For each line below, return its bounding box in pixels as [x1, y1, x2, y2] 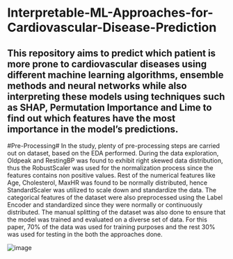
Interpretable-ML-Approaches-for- [7, 5, 214, 21]
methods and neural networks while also [7, 80, 187, 92]
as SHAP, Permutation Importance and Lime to [7, 101, 212, 113]
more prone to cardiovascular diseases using [7, 58, 207, 70]
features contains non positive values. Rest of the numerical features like [7, 172, 216, 179]
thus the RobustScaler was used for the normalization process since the [7, 164, 214, 172]
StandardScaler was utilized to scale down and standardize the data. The [7, 186, 217, 194]
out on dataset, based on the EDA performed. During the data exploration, [7, 149, 219, 157]
